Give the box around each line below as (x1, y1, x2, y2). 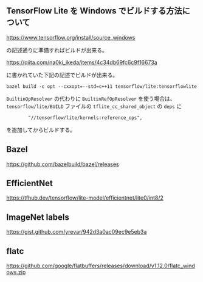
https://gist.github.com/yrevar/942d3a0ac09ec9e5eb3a (6, 228, 147, 236)
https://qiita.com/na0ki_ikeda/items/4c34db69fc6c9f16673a (6, 59, 157, 66)
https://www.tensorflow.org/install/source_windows (6, 34, 136, 41)
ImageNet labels (6, 212, 70, 222)
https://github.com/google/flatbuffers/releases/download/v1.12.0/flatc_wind (6, 262, 196, 270)
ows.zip (6, 269, 26, 276)
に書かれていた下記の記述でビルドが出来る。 (6, 71, 119, 78)
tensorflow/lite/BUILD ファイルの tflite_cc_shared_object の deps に (6, 103, 182, 110)
